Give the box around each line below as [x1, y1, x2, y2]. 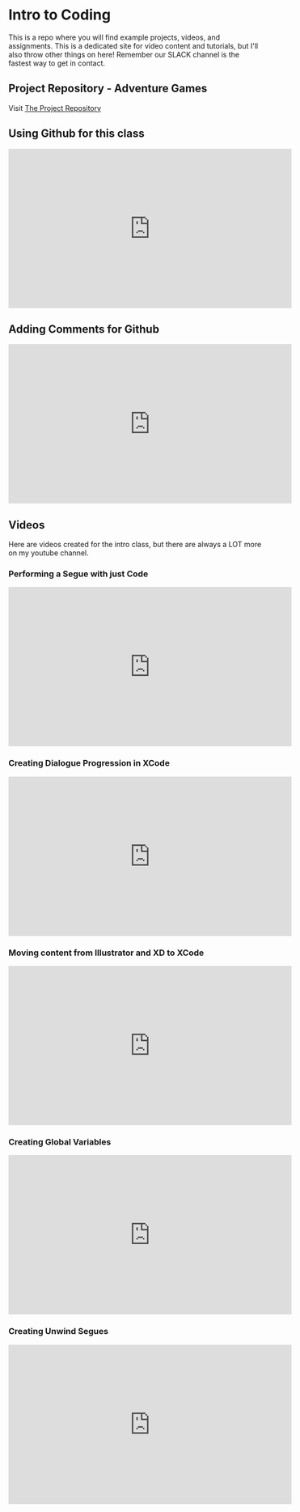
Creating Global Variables [8, 1136, 112, 1147]
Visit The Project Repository [8, 103, 102, 113]
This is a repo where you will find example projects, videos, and [8, 32, 221, 42]
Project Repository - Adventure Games [8, 82, 208, 96]
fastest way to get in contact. [8, 58, 106, 68]
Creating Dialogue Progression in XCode [8, 758, 170, 769]
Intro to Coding [8, 6, 112, 24]
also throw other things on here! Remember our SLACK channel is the [8, 49, 240, 59]
